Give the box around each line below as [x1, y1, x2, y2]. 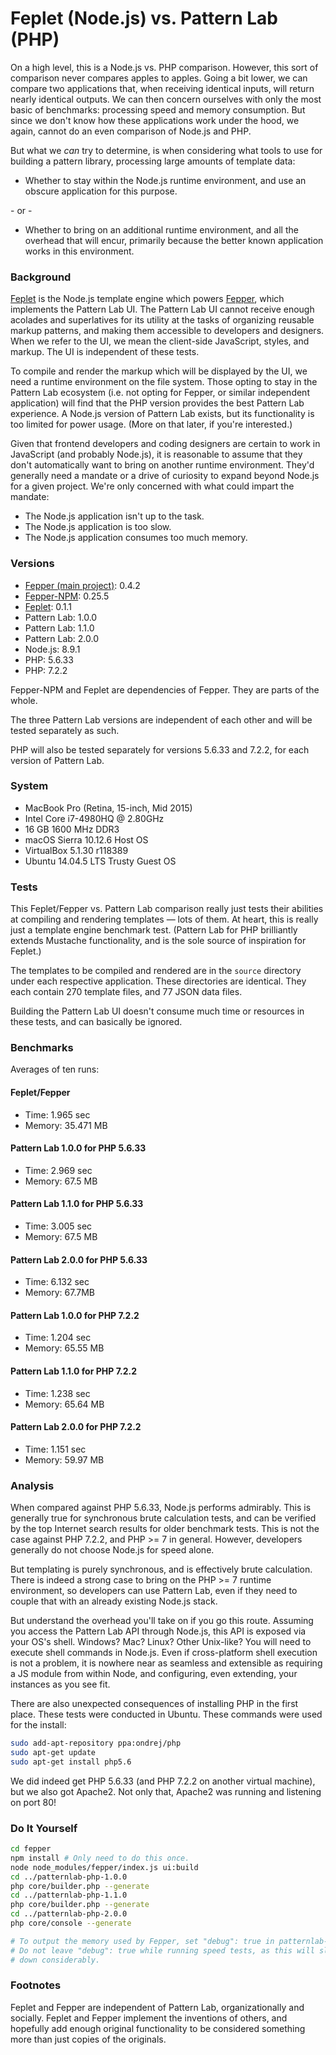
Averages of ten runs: [10, 1063, 100, 1076]
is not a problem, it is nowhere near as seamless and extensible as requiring [10, 1657, 323, 1669]
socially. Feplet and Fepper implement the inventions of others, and [10, 2012, 288, 2024]
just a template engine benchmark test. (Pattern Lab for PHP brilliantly [10, 924, 298, 936]
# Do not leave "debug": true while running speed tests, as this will [10, 1945, 315, 1956]
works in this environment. [24, 245, 135, 257]
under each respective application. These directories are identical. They [10, 975, 307, 987]
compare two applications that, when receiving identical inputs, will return [10, 82, 315, 94]
